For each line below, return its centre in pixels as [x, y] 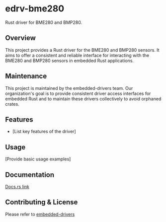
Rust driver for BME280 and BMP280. [44, 22]
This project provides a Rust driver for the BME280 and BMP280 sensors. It [83, 50]
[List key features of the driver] [44, 132]
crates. [12, 104]
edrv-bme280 [35, 9]
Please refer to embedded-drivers [40, 214]
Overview [21, 38]
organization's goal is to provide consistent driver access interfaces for [78, 93]
